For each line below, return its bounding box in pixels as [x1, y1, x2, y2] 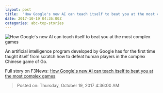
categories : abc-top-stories [5, 20, 64, 26]
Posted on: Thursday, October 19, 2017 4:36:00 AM [16, 83, 120, 89]
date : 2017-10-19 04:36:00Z [5, 16, 62, 21]
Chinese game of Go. [5, 59, 48, 64]
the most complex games [5, 73, 56, 79]
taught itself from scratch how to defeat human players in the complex [5, 54, 146, 60]
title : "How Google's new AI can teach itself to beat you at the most [5, 12, 155, 16]
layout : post [5, 7, 32, 12]
